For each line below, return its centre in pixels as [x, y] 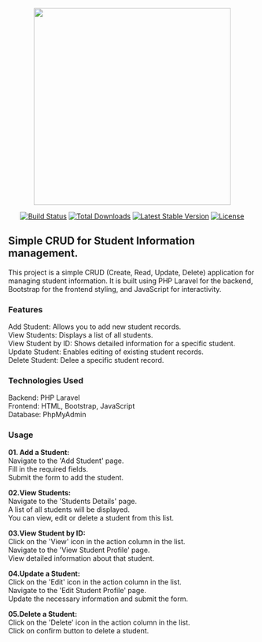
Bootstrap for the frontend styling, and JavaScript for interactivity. [115, 289]
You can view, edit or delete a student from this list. [91, 517]
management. [43, 254]
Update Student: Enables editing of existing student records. [106, 352]
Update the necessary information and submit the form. [98, 599]
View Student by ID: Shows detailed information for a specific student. [122, 344]
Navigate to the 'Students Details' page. [73, 501]
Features [26, 309]
